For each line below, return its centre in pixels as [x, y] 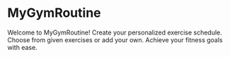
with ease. [22, 47]
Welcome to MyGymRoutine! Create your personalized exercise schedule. [115, 32]
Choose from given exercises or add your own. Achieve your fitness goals [115, 39]
